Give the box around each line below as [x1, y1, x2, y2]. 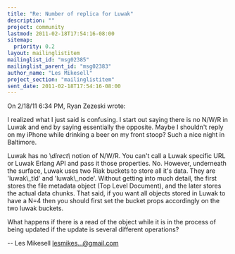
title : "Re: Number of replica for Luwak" [7, 10, 134, 18]
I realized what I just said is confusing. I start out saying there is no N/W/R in [7, 116, 229, 124]
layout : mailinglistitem [7, 50, 80, 57]
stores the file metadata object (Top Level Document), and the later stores [7, 181, 222, 190]
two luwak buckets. [7, 204, 64, 212]
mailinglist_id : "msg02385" [7, 56, 90, 64]
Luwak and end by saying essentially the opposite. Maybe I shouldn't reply [7, 123, 224, 131]
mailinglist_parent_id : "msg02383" [7, 63, 112, 70]
